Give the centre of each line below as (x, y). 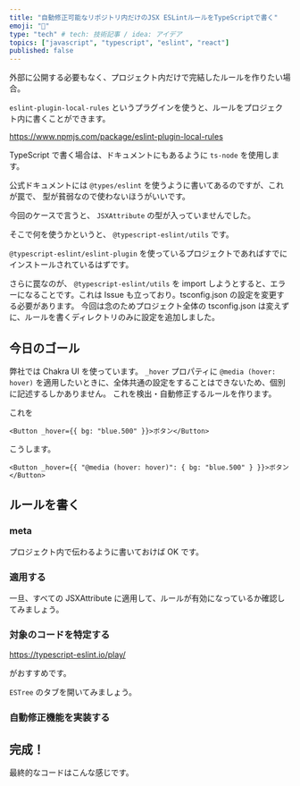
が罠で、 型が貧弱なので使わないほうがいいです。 (100, 197)
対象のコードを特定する (59, 634)
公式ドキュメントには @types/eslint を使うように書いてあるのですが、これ (146, 185)
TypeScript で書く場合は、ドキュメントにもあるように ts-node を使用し (141, 155)
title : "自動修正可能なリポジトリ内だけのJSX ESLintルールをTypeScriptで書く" (144, 17)
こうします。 (33, 449)
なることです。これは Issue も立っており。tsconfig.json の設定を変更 (150, 295)
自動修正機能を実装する (59, 718)
